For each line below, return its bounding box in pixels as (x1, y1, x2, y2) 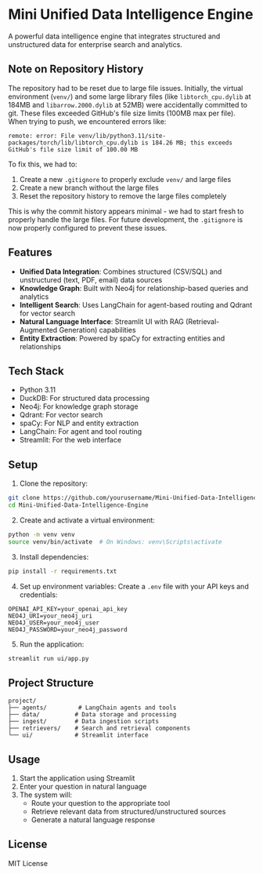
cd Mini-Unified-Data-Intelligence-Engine (8, 501, 149, 509)
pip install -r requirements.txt (8, 567, 117, 575)
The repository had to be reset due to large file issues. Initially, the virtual (8, 83, 243, 93)
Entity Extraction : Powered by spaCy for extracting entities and (19, 333, 225, 343)
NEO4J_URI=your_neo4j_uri (8, 612, 92, 620)
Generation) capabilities (59, 325, 136, 334)
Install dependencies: (19, 552, 89, 562)
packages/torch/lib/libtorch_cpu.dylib (8, 139, 139, 147)
